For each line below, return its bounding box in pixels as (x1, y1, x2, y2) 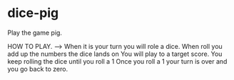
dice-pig (7, 5, 59, 21)
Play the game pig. (7, 28, 63, 37)
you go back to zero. (7, 64, 68, 73)
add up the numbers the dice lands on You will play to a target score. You (7, 50, 223, 58)
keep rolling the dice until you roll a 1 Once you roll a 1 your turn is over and (7, 57, 228, 65)
